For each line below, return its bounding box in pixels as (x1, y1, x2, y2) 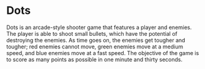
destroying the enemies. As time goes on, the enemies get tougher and (6, 36, 185, 44)
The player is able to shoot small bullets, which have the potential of (6, 30, 177, 37)
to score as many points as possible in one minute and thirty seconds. (6, 56, 183, 63)
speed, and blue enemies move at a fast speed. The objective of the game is (6, 49, 199, 56)
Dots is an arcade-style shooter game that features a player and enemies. (6, 24, 192, 31)
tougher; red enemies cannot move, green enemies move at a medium (6, 43, 184, 50)
